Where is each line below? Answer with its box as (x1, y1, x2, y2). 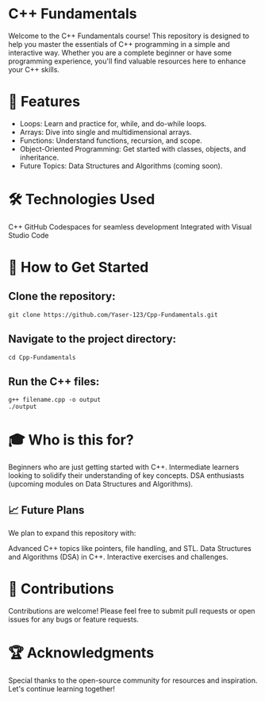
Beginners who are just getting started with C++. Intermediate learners (8, 462, 240, 472)
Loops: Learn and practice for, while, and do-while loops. (19, 118, 207, 128)
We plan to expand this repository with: (8, 529, 136, 538)
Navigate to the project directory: (8, 333, 177, 346)
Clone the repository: (8, 290, 116, 303)
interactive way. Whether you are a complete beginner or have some (8, 48, 232, 57)
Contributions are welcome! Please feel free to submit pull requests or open (8, 607, 255, 616)
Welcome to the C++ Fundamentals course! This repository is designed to (8, 31, 250, 40)
